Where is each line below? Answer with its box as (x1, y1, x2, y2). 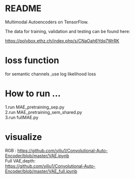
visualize (5, 132, 42, 143)
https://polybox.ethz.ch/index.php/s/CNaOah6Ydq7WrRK (5, 37, 119, 44)
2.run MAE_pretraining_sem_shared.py (5, 109, 83, 115)
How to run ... (5, 88, 61, 99)
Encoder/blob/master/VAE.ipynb (5, 153, 69, 159)
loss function (5, 55, 59, 66)
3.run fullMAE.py (5, 114, 39, 120)
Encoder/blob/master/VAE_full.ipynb (5, 168, 78, 174)
